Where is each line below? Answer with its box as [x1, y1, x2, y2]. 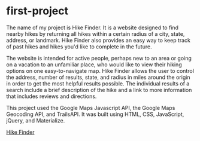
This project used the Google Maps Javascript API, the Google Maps [6, 104, 175, 111]
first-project [6, 4, 69, 18]
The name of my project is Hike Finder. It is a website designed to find [6, 24, 178, 31]
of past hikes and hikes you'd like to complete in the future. [6, 43, 152, 50]
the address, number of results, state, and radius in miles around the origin [6, 73, 190, 81]
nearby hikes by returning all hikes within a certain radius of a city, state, [6, 30, 185, 37]
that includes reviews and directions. [6, 93, 97, 100]
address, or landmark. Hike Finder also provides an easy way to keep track [6, 36, 190, 44]
